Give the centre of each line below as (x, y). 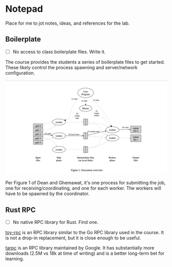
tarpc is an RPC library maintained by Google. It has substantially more (80, 248)
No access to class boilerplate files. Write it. (59, 51)
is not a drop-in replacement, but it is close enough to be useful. (73, 238)
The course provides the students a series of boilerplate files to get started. (85, 62)
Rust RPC (21, 210)
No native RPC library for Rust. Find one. (55, 222)
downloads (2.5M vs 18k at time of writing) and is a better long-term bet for (85, 253)
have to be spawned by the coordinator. (47, 194)
